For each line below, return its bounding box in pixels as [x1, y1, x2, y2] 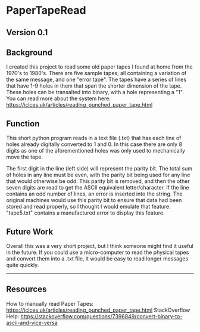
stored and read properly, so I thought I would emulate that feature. [6, 203, 171, 210]
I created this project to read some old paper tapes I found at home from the [6, 63, 193, 70]
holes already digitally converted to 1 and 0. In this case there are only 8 [6, 141, 183, 148]
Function [6, 119, 40, 129]
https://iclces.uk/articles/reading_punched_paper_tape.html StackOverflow [6, 306, 190, 314]
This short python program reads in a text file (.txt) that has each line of [6, 135, 182, 142]
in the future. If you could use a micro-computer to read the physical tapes [6, 249, 189, 256]
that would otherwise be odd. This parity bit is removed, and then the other [6, 178, 190, 185]
